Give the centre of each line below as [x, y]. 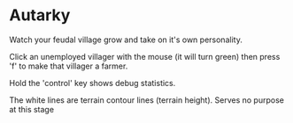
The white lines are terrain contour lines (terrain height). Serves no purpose [147, 100]
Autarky [40, 15]
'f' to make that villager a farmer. [69, 66]
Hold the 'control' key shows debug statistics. [93, 83]
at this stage [32, 109]
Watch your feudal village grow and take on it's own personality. [126, 40]
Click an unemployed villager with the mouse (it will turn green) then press [145, 56]
